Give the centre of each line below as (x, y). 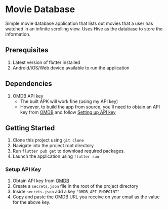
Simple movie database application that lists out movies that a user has (79, 23)
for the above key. (31, 202)
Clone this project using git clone (48, 140)
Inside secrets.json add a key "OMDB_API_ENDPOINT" (66, 191)
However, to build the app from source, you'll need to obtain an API (90, 107)
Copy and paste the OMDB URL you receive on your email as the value (86, 197)
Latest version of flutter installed (46, 62)
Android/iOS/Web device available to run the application (71, 67)
